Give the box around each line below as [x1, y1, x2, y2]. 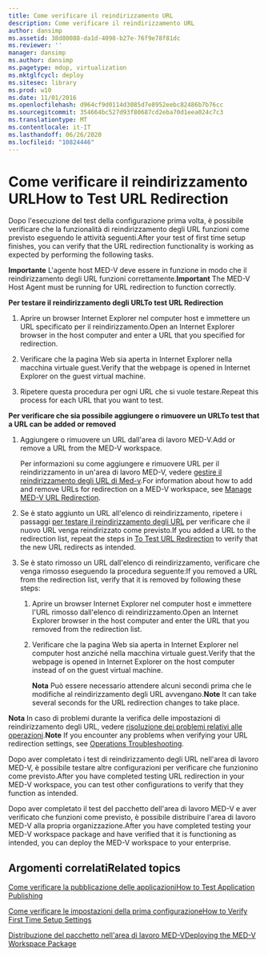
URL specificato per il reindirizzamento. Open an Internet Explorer [19, 322, 235, 332]
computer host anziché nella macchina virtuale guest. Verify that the [31, 649, 256, 658]
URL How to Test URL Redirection [8, 190, 230, 208]
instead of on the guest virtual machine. [31, 666, 163, 675]
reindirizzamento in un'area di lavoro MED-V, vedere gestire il [19, 467, 222, 477]
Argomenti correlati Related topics [8, 861, 182, 874]
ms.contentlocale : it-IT [8, 123, 91, 131]
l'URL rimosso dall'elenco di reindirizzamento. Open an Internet [31, 607, 238, 617]
